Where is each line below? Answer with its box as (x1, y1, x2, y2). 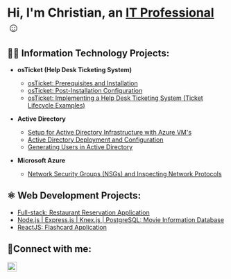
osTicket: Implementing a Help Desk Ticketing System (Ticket (27, 94, 203, 102)
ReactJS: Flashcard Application (17, 223, 108, 231)
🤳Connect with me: (7, 243, 92, 255)
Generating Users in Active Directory (27, 143, 133, 151)
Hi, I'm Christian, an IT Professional (7, 5, 214, 21)
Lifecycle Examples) (27, 101, 85, 109)
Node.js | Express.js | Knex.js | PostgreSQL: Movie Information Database (17, 215, 224, 223)
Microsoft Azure (17, 156, 66, 164)
